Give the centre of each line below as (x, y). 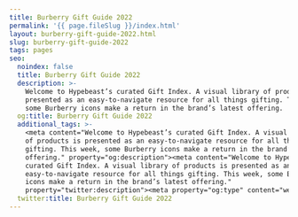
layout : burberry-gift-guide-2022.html (83, 34)
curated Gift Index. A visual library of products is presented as (152, 166)
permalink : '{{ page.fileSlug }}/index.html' (94, 26)
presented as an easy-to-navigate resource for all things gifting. (154, 100)
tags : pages (31, 50)
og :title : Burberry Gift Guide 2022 (85, 116)
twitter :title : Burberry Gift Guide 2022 (95, 199)
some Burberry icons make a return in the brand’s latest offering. (154, 108)
